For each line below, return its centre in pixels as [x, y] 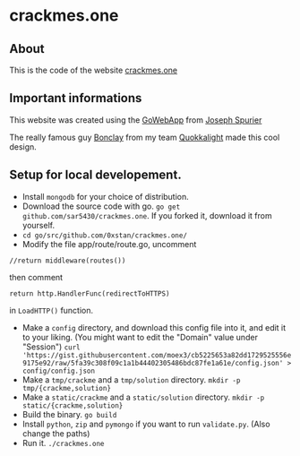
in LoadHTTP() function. [51, 310]
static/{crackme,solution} [73, 405]
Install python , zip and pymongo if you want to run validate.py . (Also [146, 424]
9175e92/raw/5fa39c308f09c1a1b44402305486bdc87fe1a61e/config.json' [153, 363]
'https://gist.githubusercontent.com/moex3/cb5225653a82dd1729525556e [157, 355]
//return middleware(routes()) [68, 261]
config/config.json [59, 371]
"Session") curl [51, 347]
